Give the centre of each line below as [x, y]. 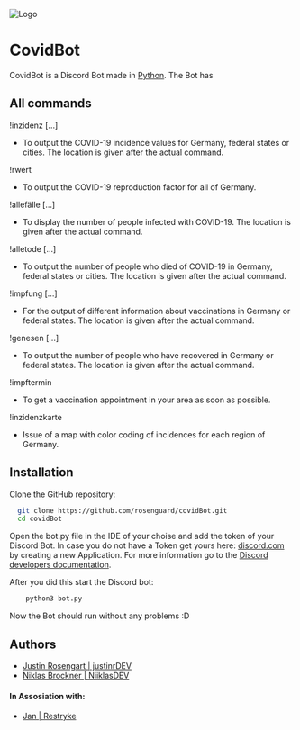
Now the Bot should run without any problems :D [100, 616]
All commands [50, 104]
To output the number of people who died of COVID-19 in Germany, [147, 266]
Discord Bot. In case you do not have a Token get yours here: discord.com [147, 545]
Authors [33, 644]
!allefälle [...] [32, 204]
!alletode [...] [33, 248]
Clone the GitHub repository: [63, 494]
